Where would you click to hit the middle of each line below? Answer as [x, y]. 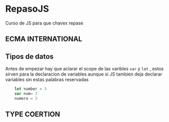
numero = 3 [26, 98]
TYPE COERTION [33, 115]
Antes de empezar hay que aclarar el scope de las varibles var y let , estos [84, 69]
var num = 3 [26, 94]
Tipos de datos [29, 56]
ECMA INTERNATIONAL [44, 39]
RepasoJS [27, 9]
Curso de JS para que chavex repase [44, 23]
